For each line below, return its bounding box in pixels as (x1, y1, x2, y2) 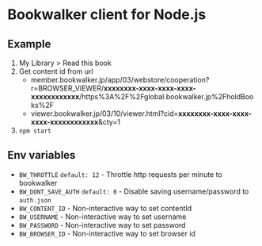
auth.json (18, 196, 52, 204)
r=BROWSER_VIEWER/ (30, 83, 104, 93)
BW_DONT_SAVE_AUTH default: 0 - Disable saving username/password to (18, 186, 249, 196)
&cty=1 (97, 117, 120, 126)
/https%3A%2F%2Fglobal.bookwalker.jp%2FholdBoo (79, 92, 254, 101)
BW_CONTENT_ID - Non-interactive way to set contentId (18, 203, 192, 213)
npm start (18, 127, 52, 135)
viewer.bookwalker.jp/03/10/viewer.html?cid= (30, 109, 179, 118)
